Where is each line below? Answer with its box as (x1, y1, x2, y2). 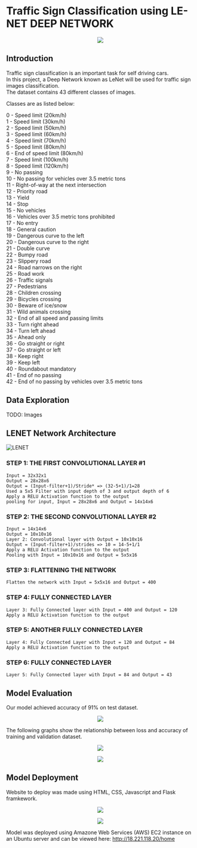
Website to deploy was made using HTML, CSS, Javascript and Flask (6, 788, 176, 795)
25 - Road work (6, 270, 45, 277)
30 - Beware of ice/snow (6, 301, 67, 309)
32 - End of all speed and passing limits (6, 314, 104, 322)
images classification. (6, 82, 60, 89)
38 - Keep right (6, 352, 44, 359)
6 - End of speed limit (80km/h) (6, 149, 84, 156)
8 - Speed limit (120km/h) (6, 162, 69, 169)
